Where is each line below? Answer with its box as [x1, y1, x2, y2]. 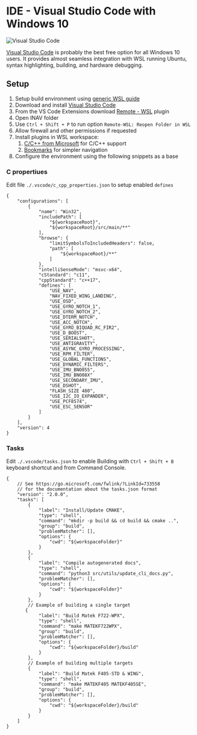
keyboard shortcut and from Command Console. [6, 464, 127, 471]
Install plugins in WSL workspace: [14, 133, 99, 140]
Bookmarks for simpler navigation [23, 146, 108, 153]
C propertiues [6, 167, 48, 176]
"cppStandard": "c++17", [38, 277, 101, 284]
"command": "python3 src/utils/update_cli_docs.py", [38, 571, 174, 577]
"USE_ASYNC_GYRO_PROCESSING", [49, 346, 125, 352]
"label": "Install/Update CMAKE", [38, 507, 125, 513]
